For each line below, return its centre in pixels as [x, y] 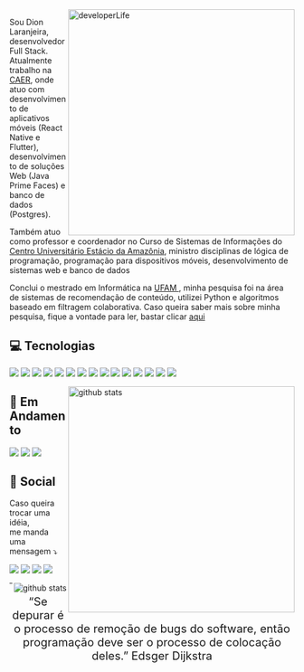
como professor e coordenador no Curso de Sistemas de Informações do [146, 241]
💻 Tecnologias [52, 346]
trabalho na [31, 70]
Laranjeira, [29, 32]
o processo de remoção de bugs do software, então [152, 629]
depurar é [38, 615]
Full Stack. [28, 51]
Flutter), [24, 147]
